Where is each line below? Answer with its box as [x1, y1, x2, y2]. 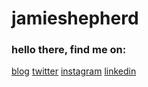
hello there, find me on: [11, 43, 127, 57]
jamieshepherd [11, 7, 139, 30]
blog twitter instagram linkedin [11, 65, 137, 77]
